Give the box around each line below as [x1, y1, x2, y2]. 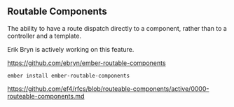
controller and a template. [7, 31, 82, 40]
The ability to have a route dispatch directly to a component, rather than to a [7, 24, 228, 32]
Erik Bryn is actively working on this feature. [7, 45, 135, 53]
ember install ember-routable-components [7, 72, 130, 79]
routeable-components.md [7, 92, 85, 100]
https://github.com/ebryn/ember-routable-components [7, 59, 166, 67]
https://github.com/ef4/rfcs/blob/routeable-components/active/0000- [7, 84, 209, 93]
